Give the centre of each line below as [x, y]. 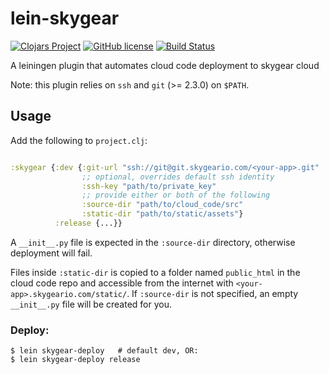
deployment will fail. [51, 253]
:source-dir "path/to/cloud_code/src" [162, 205]
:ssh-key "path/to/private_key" [149, 186]
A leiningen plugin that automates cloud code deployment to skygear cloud [165, 65]
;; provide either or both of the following [176, 195]
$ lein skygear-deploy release [75, 360]
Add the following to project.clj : [79, 140]
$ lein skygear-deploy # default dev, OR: [104, 351]
